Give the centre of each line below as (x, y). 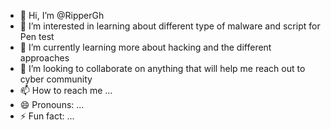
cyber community (56, 79)
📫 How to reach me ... (66, 90)
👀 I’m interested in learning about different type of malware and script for (170, 26)
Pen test (37, 36)
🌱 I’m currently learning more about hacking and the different (145, 47)
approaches (44, 58)
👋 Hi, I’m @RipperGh (62, 15)
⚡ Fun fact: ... (47, 116)
